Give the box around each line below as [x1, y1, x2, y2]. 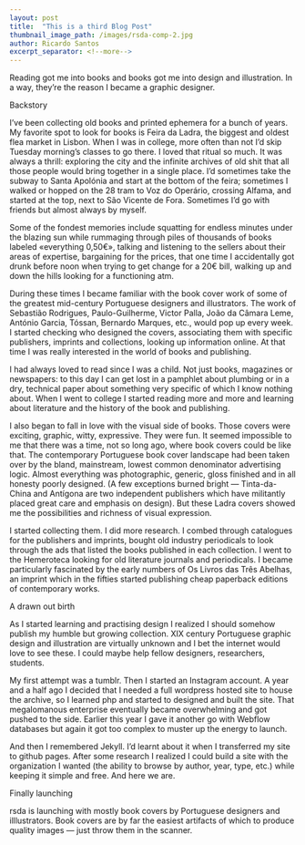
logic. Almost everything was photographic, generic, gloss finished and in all [9, 469, 296, 479]
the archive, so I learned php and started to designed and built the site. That [9, 695, 295, 706]
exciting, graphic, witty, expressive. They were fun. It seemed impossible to [9, 430, 292, 441]
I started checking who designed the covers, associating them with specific [9, 327, 293, 338]
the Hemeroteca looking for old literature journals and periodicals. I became [9, 554, 293, 565]
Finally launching [9, 788, 73, 799]
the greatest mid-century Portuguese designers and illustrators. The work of [9, 298, 297, 309]
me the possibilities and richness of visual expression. [9, 508, 212, 519]
